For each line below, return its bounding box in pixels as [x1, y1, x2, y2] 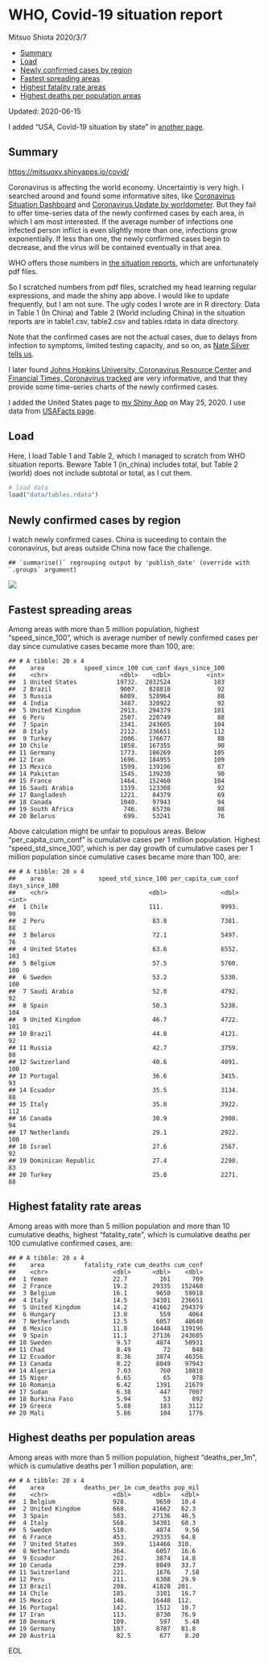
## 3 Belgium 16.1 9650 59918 [8, 1289, 204, 1297]
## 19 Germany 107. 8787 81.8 [8, 1624, 196, 1633]
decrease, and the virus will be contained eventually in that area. [8, 242, 223, 251]
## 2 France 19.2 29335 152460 [8, 1282, 204, 1290]
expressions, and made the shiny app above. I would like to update [8, 290, 229, 300]
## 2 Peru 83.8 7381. [8, 916, 240, 924]
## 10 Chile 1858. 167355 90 [8, 742, 225, 750]
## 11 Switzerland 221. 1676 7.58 [8, 1568, 200, 1577]
